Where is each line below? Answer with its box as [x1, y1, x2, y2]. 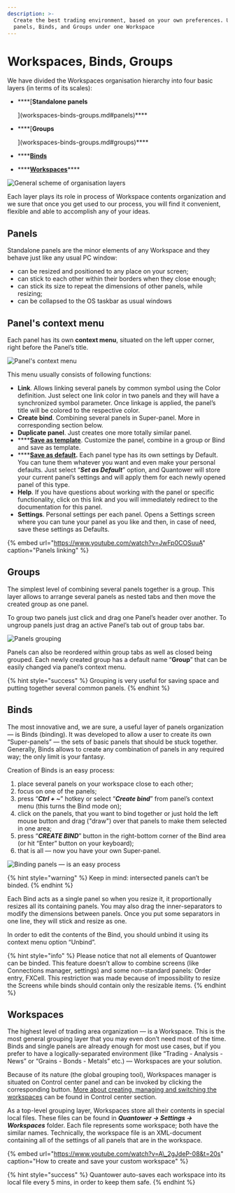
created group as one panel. [7, 600, 89, 608]
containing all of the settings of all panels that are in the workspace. [7, 1136, 203, 1145]
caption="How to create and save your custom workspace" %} [7, 1157, 189, 1166]
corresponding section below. [17, 421, 104, 429]
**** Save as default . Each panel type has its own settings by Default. [17, 451, 218, 459]
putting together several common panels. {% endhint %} [7, 684, 170, 692]
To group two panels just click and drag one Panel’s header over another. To [7, 613, 227, 621]
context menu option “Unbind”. [7, 938, 97, 946]
